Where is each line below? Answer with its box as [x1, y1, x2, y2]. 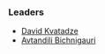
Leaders [8, 6, 45, 18]
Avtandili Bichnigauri [20, 35, 96, 45]
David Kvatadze [20, 26, 79, 37]
